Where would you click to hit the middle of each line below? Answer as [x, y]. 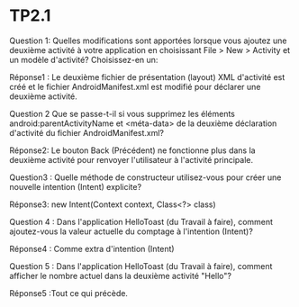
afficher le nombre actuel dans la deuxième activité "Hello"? [121, 275]
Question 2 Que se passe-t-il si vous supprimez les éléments [122, 113]
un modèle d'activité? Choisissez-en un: [84, 59]
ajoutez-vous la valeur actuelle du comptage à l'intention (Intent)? [131, 231]
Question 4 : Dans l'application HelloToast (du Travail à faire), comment [141, 221]
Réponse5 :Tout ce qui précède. [69, 293]
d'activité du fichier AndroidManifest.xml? [87, 132]
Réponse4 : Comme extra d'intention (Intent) [92, 248]
